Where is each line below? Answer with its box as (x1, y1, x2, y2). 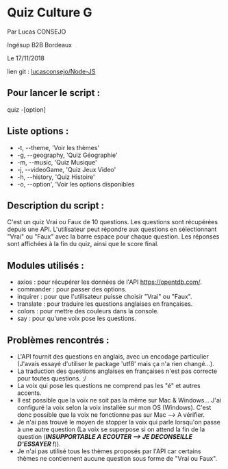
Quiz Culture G (7, 5, 92, 21)
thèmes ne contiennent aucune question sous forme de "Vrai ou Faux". (16, 455, 218, 462)
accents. (16, 389, 42, 397)
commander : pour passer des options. (16, 285, 127, 293)
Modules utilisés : (7, 259, 84, 272)
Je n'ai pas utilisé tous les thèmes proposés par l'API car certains (16, 447, 201, 455)
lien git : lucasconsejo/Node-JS (7, 67, 96, 75)
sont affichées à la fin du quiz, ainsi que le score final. (7, 240, 159, 248)
